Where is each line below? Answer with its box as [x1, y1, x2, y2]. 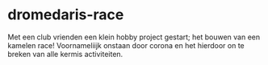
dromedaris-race [7, 6, 124, 24]
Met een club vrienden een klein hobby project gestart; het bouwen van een [7, 32, 260, 42]
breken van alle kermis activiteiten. [7, 49, 124, 59]
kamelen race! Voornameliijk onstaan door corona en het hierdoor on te [7, 40, 245, 50]
